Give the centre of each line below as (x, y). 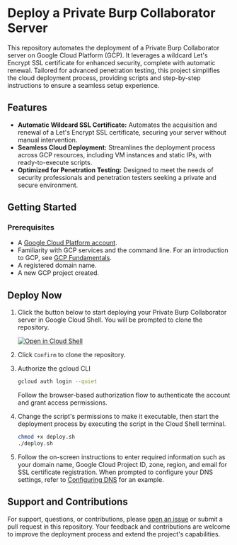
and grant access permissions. (62, 403)
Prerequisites (31, 227)
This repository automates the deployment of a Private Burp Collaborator (114, 47)
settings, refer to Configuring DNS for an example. (91, 479)
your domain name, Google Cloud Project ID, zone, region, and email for (122, 464)
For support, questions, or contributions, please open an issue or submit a (115, 519)
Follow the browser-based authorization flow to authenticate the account (124, 395)
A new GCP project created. (58, 273)
